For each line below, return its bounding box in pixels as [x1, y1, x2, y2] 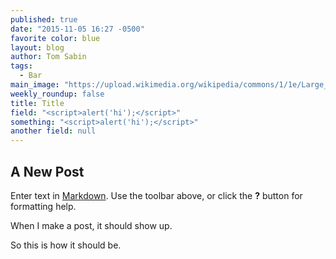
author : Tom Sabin [10, 52, 87, 62]
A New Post [10, 163, 85, 180]
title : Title [10, 98, 65, 108]
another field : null [10, 126, 97, 136]
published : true [10, 14, 78, 25]
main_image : [10, 80, 60, 90]
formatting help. [10, 200, 77, 212]
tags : [10, 61, 33, 71]
